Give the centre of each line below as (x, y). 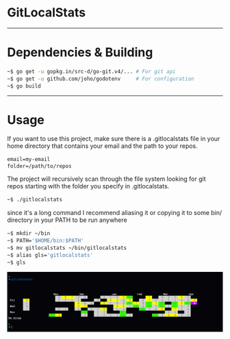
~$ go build (24, 86)
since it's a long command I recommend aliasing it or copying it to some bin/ (115, 213)
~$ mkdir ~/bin (29, 234)
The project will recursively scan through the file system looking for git (107, 179)
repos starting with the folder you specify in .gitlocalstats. (88, 186)
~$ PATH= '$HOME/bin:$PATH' (46, 241)
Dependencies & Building (80, 52)
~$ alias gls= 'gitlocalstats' (50, 255)
